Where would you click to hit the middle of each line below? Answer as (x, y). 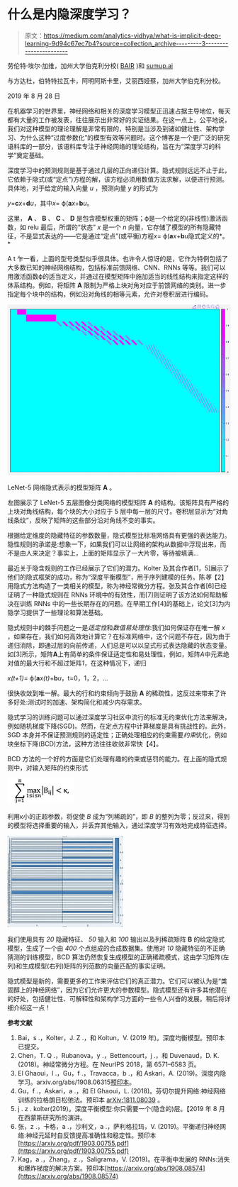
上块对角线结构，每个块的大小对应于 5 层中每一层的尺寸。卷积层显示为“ (112, 512)
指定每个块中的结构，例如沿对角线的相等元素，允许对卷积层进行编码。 (110, 294)
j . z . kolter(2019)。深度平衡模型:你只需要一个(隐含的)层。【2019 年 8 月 (121, 1109)
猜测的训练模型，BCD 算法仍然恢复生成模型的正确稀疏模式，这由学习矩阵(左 (118, 957)
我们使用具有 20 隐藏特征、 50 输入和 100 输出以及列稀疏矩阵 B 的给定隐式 (116, 939)
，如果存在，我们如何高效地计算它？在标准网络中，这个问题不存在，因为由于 (119, 636)
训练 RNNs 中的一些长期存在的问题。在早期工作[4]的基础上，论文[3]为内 (125, 604)
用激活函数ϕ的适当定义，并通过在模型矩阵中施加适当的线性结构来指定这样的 (118, 276)
